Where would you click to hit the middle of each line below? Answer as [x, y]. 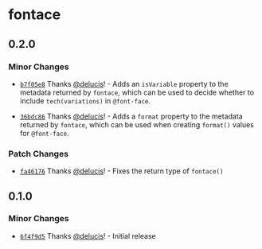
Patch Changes [39, 154]
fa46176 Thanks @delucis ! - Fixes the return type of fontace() [121, 171]
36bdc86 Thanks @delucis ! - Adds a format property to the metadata [131, 116]
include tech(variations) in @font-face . [85, 100]
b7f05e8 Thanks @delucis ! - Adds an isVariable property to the [124, 84]
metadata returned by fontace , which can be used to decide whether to [137, 92]
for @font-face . [44, 133]
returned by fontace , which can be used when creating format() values [137, 124]
